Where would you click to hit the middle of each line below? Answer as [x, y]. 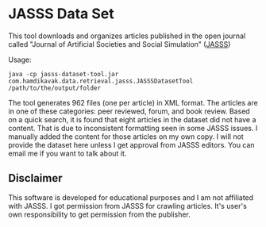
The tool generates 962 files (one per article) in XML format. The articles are [133, 102]
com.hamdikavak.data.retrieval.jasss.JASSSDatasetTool [101, 81]
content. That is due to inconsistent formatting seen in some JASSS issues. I [133, 128]
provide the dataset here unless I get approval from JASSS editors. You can [132, 144]
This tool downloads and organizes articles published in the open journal [127, 36]
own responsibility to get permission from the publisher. [99, 214]
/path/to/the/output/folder [55, 88]
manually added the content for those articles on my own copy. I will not [126, 137]
